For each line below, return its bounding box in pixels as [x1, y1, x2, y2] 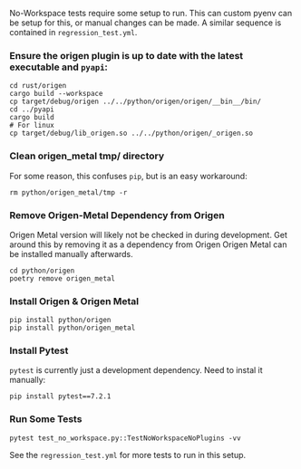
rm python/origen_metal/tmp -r [9, 187, 128, 197]
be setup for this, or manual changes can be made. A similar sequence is [9, 17, 282, 28]
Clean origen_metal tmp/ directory [9, 149, 165, 162]
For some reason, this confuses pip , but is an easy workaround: [9, 170, 248, 181]
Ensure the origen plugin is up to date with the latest [9, 49, 244, 62]
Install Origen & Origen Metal [9, 294, 139, 307]
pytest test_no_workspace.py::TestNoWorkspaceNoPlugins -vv [9, 434, 242, 443]
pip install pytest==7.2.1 [9, 392, 112, 401]
